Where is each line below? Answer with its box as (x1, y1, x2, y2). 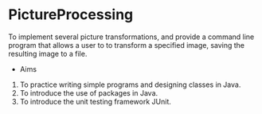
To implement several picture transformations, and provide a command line (8, 32, 255, 41)
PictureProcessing (8, 6, 134, 24)
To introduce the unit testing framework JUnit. (19, 96, 171, 106)
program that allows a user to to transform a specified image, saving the (8, 40, 245, 49)
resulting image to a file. (8, 49, 88, 58)
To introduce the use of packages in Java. (19, 88, 158, 97)
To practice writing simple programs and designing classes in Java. (19, 80, 241, 89)
